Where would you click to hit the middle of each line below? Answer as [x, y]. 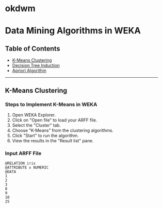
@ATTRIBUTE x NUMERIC [27, 168]
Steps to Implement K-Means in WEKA [51, 104]
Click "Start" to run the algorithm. [45, 135]
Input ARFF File [23, 153]
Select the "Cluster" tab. [36, 125]
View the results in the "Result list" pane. [53, 140]
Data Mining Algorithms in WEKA [73, 31]
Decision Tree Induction [36, 66]
